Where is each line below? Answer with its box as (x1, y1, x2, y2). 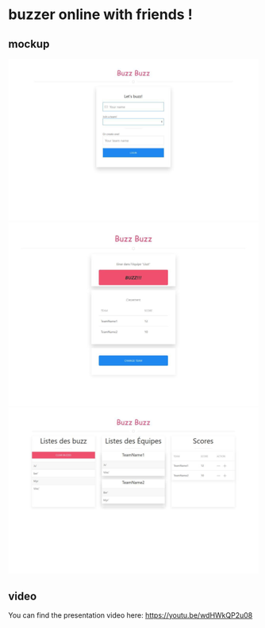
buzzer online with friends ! (8, 6, 193, 24)
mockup (8, 37, 50, 51)
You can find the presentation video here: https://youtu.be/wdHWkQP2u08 (8, 610, 253, 620)
